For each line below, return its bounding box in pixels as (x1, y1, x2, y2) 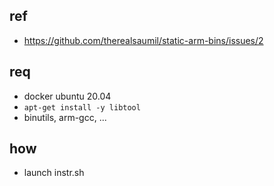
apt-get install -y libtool (23, 102, 141, 113)
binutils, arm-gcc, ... (23, 111, 107, 123)
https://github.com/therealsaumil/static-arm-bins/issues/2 (23, 34, 264, 46)
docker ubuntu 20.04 (23, 90, 112, 102)
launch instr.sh (23, 167, 85, 179)
